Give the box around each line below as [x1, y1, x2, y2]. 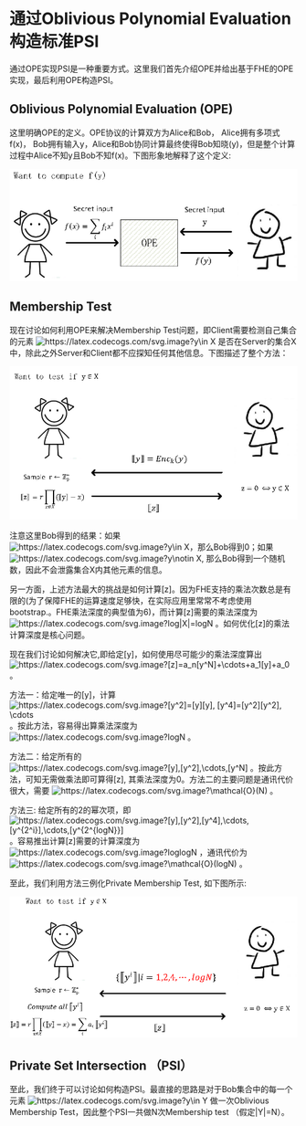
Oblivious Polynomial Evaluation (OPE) [9, 101, 234, 117]
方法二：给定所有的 [9, 751, 82, 762]
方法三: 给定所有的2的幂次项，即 [9, 805, 132, 816]
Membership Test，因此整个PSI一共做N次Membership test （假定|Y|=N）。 [9, 1107, 290, 1118]
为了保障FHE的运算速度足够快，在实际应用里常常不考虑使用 [28, 595, 253, 605]
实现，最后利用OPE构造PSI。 [9, 74, 119, 85]
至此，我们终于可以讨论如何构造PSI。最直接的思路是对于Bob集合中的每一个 [9, 1084, 293, 1095]
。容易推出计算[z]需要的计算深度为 [9, 835, 140, 846]
